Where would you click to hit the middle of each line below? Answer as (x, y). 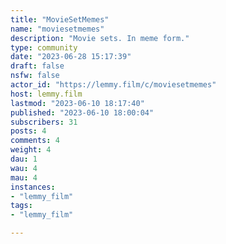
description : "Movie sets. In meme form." (100, 38)
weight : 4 (31, 150)
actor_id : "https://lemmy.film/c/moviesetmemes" (113, 85)
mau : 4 (24, 177)
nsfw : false (35, 76)
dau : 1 (24, 159)
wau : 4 (24, 168)
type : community (44, 47)
